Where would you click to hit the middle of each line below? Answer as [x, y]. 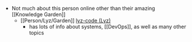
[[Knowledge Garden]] [39, 14]
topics [36, 33]
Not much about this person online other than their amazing [83, 8]
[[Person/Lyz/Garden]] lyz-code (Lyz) [65, 20]
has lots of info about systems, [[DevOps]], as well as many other [108, 26]
